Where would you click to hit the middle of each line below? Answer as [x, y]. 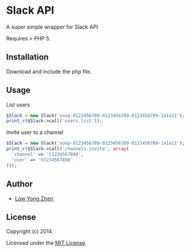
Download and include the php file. [49, 71]
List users [18, 104]
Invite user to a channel [35, 132]
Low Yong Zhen [34, 198]
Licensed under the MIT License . [46, 243]
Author [19, 184]
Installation [27, 57]
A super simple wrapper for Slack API [52, 27]
